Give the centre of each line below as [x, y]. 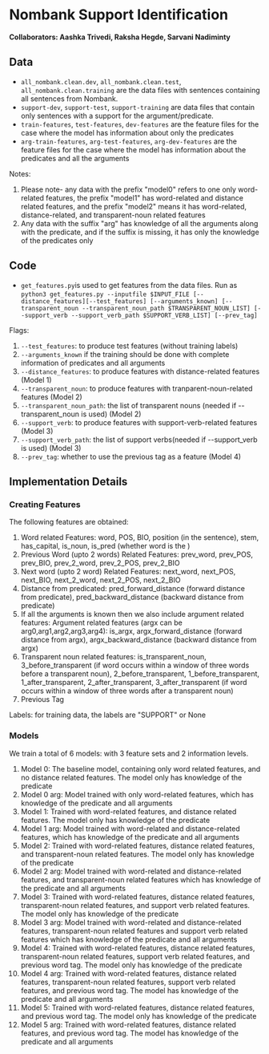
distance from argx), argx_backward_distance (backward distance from [139, 640]
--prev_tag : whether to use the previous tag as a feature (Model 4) [131, 456]
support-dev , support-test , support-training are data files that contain [138, 107]
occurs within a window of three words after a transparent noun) [127, 691]
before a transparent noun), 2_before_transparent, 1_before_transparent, [140, 674]
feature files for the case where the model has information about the [133, 149]
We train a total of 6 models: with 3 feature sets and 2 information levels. [129, 753]
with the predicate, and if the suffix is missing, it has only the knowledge [140, 232]
